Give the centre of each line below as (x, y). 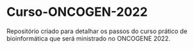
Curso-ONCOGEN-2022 (77, 12)
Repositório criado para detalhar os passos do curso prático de (97, 31)
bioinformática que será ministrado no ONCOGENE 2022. (89, 38)
